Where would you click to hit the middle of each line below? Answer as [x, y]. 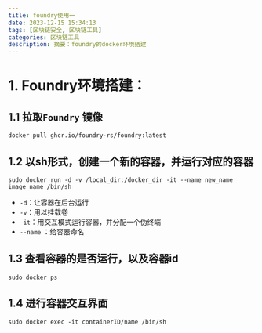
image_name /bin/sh [40, 186]
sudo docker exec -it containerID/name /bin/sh [87, 322]
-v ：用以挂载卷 [44, 212]
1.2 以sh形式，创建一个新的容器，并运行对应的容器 [131, 161]
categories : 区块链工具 [44, 37]
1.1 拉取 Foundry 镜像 [56, 117]
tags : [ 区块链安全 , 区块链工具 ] [55, 30]
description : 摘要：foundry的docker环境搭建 [77, 45]
